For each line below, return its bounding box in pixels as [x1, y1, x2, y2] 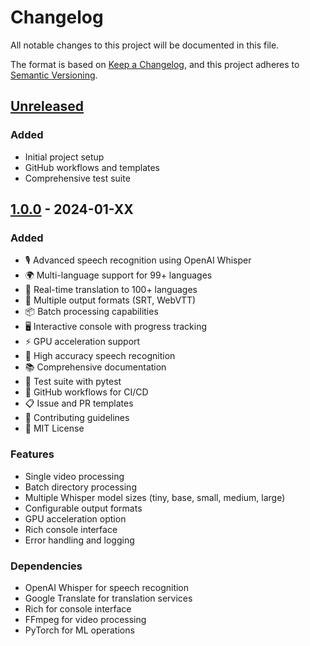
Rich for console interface [24, 602, 132, 615]
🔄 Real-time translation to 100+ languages [24, 284, 198, 296]
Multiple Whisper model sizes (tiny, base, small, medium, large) [24, 491, 286, 503]
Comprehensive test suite [24, 172, 131, 184]
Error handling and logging [24, 534, 135, 546]
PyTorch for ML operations [24, 624, 135, 636]
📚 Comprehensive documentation [24, 361, 167, 373]
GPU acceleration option [24, 512, 127, 525]
